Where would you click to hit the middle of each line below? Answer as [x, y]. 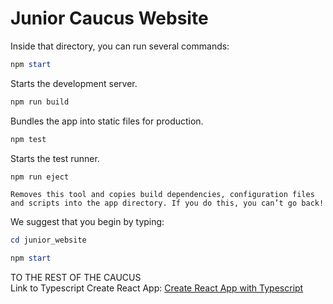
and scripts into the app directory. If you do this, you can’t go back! [167, 203]
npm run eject [40, 177]
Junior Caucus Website [109, 18]
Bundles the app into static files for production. [107, 121]
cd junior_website [48, 240]
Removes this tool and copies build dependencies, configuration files [162, 195]
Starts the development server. [74, 83]
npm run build [40, 102]
